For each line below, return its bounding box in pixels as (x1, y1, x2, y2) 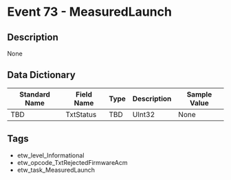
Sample (186, 90, 212, 99)
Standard (19, 90, 50, 99)
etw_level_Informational (16, 151, 85, 159)
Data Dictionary (7, 69, 76, 81)
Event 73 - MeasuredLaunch (7, 4, 172, 20)
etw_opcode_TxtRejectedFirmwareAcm (16, 158, 129, 166)
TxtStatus (65, 110, 97, 119)
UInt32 (132, 110, 155, 119)
